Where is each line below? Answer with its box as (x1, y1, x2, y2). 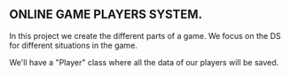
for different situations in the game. (9, 40, 137, 50)
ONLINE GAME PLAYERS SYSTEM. (9, 7, 202, 22)
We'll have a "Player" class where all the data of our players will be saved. (9, 57, 279, 67)
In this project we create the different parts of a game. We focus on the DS (9, 30, 281, 41)
